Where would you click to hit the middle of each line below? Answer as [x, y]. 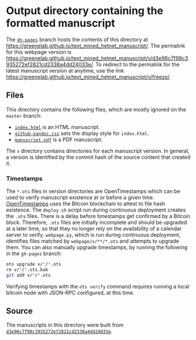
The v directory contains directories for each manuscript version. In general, [98, 151]
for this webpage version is [39, 52]
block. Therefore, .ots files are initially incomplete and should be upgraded [97, 222]
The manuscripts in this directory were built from [65, 325]
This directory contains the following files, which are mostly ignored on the [96, 109]
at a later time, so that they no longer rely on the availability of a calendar [94, 229]
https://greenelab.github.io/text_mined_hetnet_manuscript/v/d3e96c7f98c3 [97, 58]
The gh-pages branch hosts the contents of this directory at [77, 39]
